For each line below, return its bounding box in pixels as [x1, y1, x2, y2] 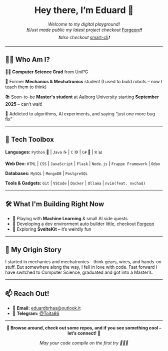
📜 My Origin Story [5, 245, 61, 254]
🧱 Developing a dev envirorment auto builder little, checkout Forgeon [12, 221, 154, 227]
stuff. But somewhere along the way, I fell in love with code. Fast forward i [5, 264, 157, 270]
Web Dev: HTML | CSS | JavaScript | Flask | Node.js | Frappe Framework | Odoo [5, 160, 160, 166]
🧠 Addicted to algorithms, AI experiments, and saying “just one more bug [5, 110, 155, 117]
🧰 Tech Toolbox [5, 135, 54, 144]
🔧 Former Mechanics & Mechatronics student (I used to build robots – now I [5, 78, 162, 84]
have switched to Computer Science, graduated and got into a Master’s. [5, 269, 153, 275]
